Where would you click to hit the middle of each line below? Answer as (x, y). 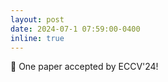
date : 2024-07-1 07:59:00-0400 (75, 29)
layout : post (37, 19)
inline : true (37, 38)
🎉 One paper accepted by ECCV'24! (84, 67)
